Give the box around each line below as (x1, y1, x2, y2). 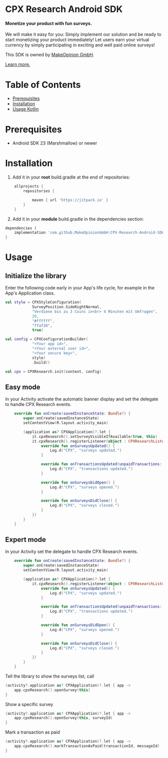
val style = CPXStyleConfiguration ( (5, 300, 81, 305)
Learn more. (5, 61, 30, 67)
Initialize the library (5, 271, 66, 280)
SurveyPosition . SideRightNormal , (31, 304, 101, 309)
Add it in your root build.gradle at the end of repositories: (12, 174, 130, 180)
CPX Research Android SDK (5, 3, 123, 15)
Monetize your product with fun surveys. (5, 20, 92, 26)
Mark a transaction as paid (5, 729, 60, 735)
